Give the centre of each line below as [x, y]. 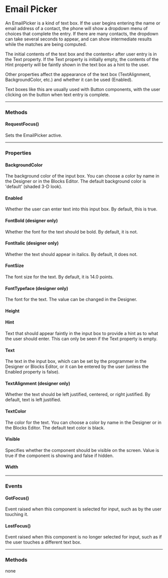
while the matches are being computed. [46, 44]
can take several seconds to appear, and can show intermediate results [78, 39]
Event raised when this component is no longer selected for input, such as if [83, 537]
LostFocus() [18, 525]
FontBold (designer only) [31, 220]
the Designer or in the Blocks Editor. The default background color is [76, 181]
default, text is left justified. [33, 400]
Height [12, 310]
